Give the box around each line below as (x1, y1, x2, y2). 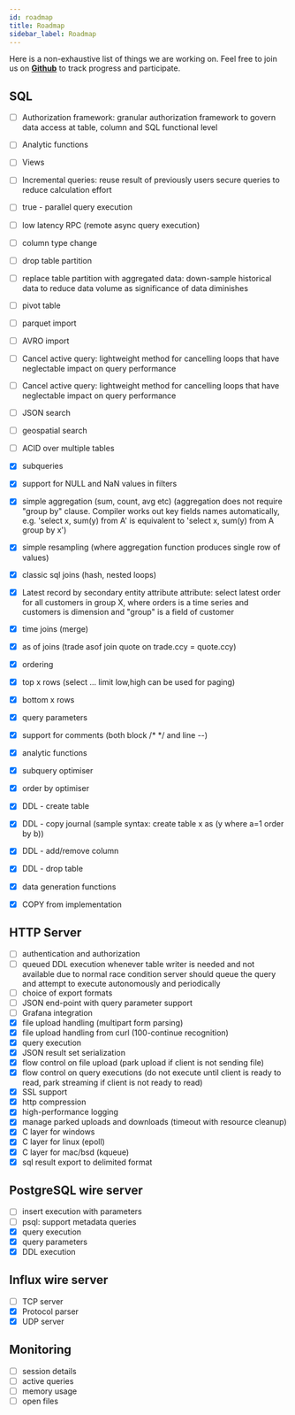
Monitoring (9, 1342, 72, 1357)
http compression (21, 1096, 87, 1107)
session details (21, 1365, 77, 1376)
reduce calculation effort (21, 185, 112, 196)
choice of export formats (21, 988, 113, 998)
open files (21, 1396, 59, 1406)
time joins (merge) (21, 623, 89, 634)
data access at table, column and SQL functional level (21, 122, 218, 133)
